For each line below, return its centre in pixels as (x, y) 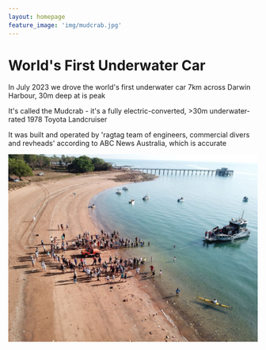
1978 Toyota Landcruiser (67, 120)
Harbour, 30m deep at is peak (57, 96)
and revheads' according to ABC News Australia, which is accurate (118, 144)
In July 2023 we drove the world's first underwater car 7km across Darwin (129, 87)
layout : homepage (37, 17)
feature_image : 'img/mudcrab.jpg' (65, 25)
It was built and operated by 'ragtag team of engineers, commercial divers (129, 135)
